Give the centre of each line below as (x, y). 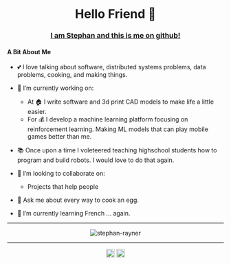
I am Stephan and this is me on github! (115, 36)
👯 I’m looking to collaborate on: (61, 174)
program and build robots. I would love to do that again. (96, 160)
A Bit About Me (29, 51)
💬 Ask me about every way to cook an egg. (78, 200)
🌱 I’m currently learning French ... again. (74, 214)
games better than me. (59, 137)
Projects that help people (63, 187)
